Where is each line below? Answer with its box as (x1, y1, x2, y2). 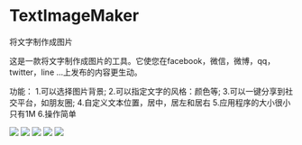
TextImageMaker (9, 5, 140, 26)
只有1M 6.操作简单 (9, 108, 77, 119)
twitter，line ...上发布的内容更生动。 (9, 67, 142, 77)
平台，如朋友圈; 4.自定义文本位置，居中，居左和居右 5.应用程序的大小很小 (16, 96, 291, 108)
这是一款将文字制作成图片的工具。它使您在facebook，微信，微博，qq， (9, 55, 276, 66)
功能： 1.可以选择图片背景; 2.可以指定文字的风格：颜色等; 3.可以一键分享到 (9, 86, 286, 96)
